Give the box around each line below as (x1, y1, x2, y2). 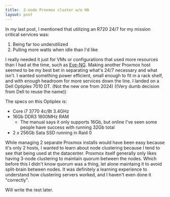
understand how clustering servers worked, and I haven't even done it (5, 171, 152, 177)
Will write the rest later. (5, 186, 54, 192)
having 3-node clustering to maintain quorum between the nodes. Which (5, 155, 157, 162)
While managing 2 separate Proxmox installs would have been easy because (5, 139, 165, 145)
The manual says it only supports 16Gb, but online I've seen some (20, 119, 157, 125)
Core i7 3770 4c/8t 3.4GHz (12, 108, 69, 114)
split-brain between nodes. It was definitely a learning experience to (5, 166, 148, 172)
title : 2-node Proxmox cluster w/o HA (5, 7, 90, 13)
